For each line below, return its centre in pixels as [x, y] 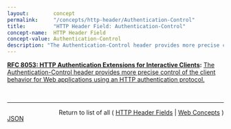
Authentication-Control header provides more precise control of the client [111, 72]
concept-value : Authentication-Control [64, 39]
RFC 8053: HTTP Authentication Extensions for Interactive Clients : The [111, 65]
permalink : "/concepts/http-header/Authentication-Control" [101, 20]
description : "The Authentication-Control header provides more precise [113, 45]
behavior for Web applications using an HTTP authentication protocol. [106, 79]
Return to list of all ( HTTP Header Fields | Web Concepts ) [141, 113]
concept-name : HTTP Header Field [57, 33]
